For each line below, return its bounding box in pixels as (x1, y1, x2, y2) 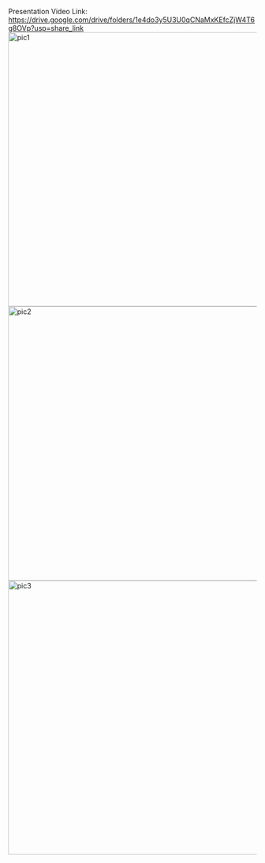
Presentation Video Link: (8, 7, 88, 16)
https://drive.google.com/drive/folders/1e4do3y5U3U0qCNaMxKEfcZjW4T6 (8, 15, 256, 24)
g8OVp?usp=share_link (8, 24, 84, 32)
